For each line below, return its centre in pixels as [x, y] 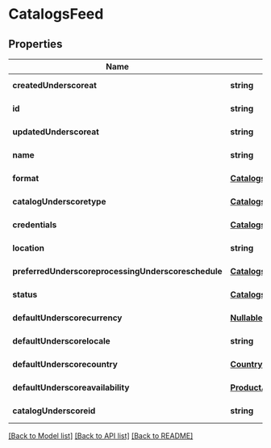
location [28, 248]
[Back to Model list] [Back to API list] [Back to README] [101, 436]
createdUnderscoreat [54, 85]
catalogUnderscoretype [59, 201]
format [26, 178]
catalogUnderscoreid [54, 411]
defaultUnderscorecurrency [67, 318]
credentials [35, 225]
